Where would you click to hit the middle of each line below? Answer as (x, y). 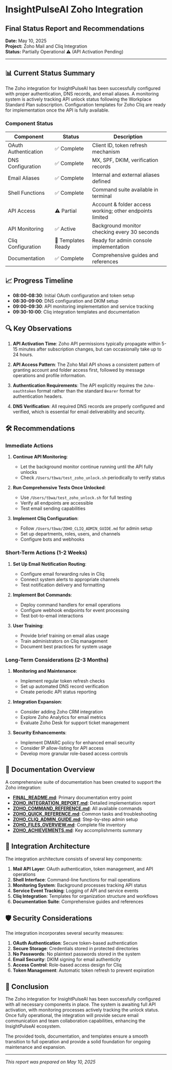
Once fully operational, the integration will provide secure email (72, 1016)
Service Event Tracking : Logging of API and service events (76, 891)
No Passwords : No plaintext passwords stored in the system (77, 954)
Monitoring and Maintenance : (45, 671)
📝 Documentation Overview (50, 770)
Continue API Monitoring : (40, 457)
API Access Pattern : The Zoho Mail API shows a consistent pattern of (86, 364)
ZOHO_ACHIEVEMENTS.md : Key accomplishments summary (77, 830)
